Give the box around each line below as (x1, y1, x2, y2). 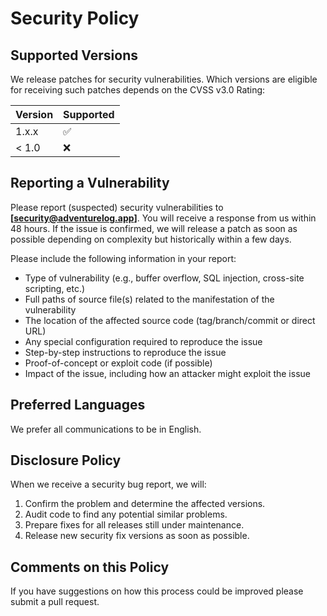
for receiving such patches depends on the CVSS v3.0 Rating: (10, 84, 266, 96)
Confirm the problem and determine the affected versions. (24, 498, 266, 510)
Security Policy (10, 7, 140, 30)
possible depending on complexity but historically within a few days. (10, 233, 292, 245)
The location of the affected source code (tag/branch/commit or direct (24, 314, 316, 326)
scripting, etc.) (24, 282, 86, 294)
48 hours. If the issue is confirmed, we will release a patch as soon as (10, 222, 298, 234)
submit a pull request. (10, 596, 100, 608)
